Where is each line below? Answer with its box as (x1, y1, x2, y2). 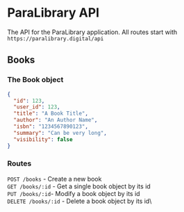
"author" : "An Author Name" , (13, 117, 98, 124)
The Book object (7, 75, 64, 85)
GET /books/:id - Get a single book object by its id (7, 182, 151, 190)
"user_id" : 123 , (13, 104, 60, 111)
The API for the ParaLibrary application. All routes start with (7, 28, 178, 36)
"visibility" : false (13, 136, 73, 143)
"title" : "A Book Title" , (13, 110, 89, 117)
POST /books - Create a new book (7, 174, 102, 183)
